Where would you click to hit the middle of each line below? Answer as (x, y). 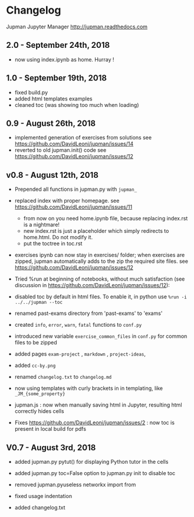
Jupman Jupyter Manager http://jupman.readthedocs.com (77, 27)
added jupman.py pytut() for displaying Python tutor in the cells (91, 462)
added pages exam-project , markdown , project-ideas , (80, 354)
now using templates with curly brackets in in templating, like (89, 388)
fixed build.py (31, 92)
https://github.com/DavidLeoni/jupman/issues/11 (73, 207)
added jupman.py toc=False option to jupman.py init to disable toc (95, 473)
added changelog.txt (40, 508)
